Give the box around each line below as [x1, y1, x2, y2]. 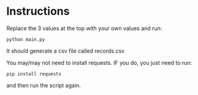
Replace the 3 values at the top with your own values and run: [6, 25, 162, 32]
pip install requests [6, 70, 62, 77]
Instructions [6, 4, 70, 18]
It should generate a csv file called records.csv [6, 47, 124, 55]
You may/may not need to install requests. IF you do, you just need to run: [6, 59, 192, 66]
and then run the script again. [6, 82, 81, 89]
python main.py [6, 36, 45, 42]
